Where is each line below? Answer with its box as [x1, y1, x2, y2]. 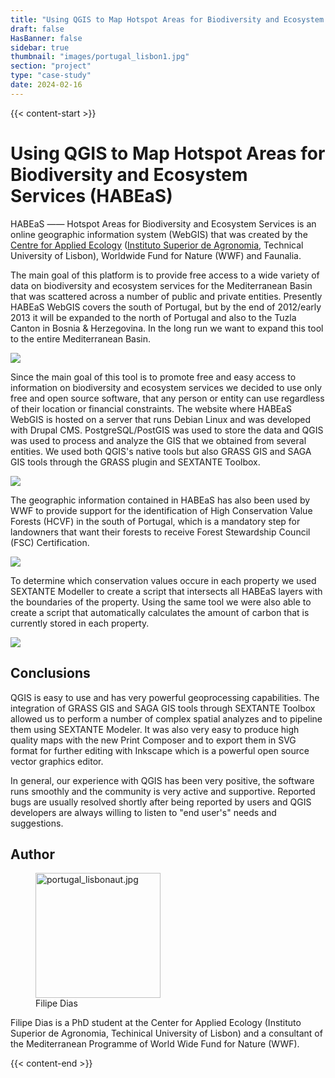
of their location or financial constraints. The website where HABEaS [10, 402, 293, 415]
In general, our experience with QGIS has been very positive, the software [10, 774, 315, 786]
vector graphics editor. [10, 755, 104, 767]
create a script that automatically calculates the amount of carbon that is [10, 606, 310, 618]
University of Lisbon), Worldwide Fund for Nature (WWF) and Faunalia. [10, 249, 302, 261]
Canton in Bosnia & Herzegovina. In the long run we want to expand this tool [10, 322, 324, 334]
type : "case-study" [10, 71, 92, 81]
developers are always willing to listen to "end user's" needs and [10, 806, 277, 818]
